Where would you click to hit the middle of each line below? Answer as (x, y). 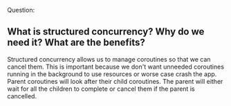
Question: (21, 10)
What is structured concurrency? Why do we (106, 32)
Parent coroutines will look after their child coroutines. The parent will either (115, 81)
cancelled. (22, 96)
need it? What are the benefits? (76, 43)
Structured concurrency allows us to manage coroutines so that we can (109, 59)
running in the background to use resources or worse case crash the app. (112, 74)
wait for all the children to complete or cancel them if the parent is (101, 89)
